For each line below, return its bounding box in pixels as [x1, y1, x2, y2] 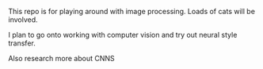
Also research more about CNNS [8, 54, 115, 63]
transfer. [8, 38, 36, 48]
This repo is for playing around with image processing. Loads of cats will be [8, 7, 256, 16]
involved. [8, 15, 38, 24]
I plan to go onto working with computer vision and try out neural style [8, 31, 238, 39]
